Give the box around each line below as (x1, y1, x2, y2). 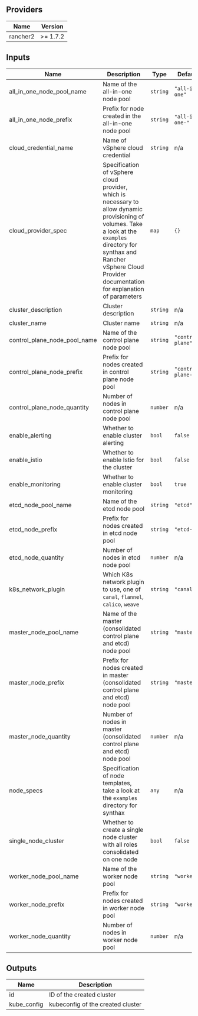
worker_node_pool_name (9, 872, 79, 880)
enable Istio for (103, 456, 144, 464)
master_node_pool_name (9, 628, 79, 636)
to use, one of (103, 585, 141, 594)
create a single (103, 825, 144, 834)
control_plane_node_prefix (9, 367, 83, 376)
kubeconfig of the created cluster (49, 1000, 142, 1008)
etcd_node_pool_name (9, 501, 72, 509)
